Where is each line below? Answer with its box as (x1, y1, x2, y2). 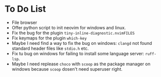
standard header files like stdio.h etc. (11, 45, 89, 51)
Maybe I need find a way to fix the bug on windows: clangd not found (11, 40, 152, 46)
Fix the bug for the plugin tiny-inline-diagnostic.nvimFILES (11, 30, 135, 36)
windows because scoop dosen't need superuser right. (11, 66, 123, 72)
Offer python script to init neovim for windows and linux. (11, 24, 126, 30)
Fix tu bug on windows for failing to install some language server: (11, 50, 144, 57)
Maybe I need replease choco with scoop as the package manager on (11, 61, 151, 67)
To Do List (4, 3, 46, 15)
